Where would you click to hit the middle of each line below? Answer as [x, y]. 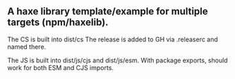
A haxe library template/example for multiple [108, 12]
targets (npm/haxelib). [58, 23]
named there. [27, 46]
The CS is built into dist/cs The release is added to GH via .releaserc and [113, 39]
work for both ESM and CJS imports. [61, 67]
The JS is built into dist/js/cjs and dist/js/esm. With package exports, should [117, 60]
